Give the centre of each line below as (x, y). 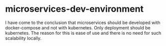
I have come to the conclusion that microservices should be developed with (83, 23)
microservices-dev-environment (74, 9)
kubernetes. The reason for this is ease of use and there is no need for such (83, 33)
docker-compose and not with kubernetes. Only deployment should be (78, 27)
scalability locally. (23, 38)
